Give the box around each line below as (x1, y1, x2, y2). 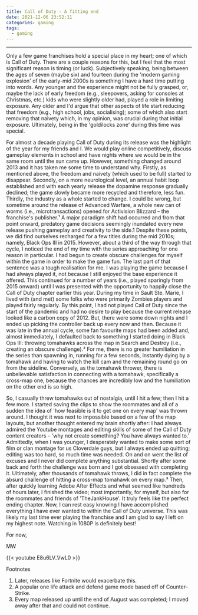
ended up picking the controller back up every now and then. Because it (6, 321, 181, 328)
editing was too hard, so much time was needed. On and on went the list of (6, 451, 189, 458)
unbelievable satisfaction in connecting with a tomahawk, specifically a (6, 371, 179, 378)
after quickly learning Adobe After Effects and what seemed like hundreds (6, 482, 186, 489)
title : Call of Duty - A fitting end (6, 8, 99, 15)
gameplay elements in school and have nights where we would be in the (6, 152, 181, 159)
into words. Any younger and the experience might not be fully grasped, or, (6, 84, 189, 91)
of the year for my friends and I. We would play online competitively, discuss (6, 145, 192, 152)
